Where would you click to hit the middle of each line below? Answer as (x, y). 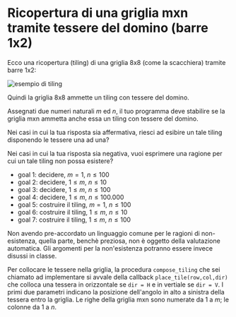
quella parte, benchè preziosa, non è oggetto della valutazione (129, 241)
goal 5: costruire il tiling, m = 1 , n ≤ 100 (74, 204)
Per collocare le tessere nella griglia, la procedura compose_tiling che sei (114, 269)
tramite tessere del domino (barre (108, 28)
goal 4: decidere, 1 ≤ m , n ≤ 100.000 (71, 197)
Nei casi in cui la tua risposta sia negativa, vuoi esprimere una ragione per (115, 153)
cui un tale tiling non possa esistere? (60, 161)
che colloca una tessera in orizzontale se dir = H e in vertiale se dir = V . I (116, 285)
